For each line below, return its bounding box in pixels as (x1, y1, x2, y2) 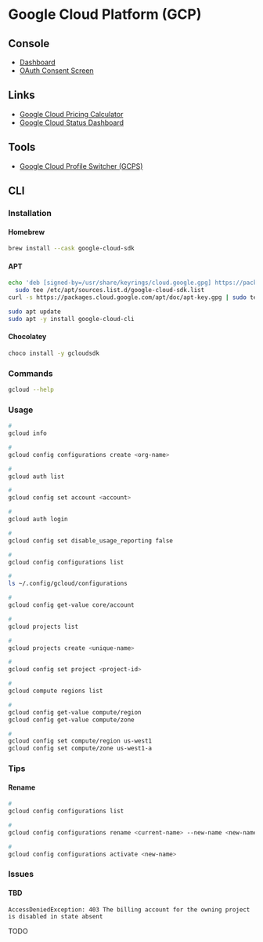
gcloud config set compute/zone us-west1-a (8, 744, 153, 753)
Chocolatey (8, 332, 47, 341)
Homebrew (8, 227, 45, 236)
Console (8, 37, 50, 50)
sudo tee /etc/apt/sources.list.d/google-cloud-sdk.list (15, 287, 205, 294)
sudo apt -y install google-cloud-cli (8, 315, 135, 323)
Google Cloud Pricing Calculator (19, 109, 124, 119)
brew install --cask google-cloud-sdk (8, 245, 135, 253)
